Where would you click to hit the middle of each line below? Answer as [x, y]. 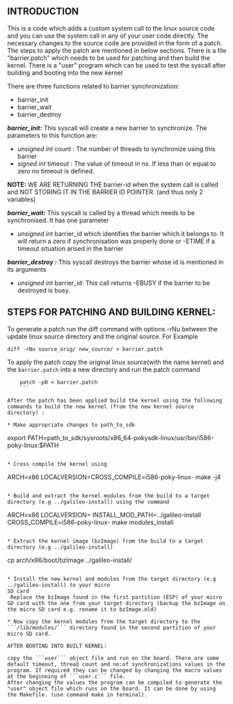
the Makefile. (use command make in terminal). [78, 695]
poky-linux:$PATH [33, 445]
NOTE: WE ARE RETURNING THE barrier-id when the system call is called [113, 185]
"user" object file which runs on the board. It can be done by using [112, 689]
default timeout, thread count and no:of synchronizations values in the [116, 664]
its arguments [27, 269]
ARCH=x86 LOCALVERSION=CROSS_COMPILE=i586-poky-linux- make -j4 [114, 477]
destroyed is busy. [44, 290]
